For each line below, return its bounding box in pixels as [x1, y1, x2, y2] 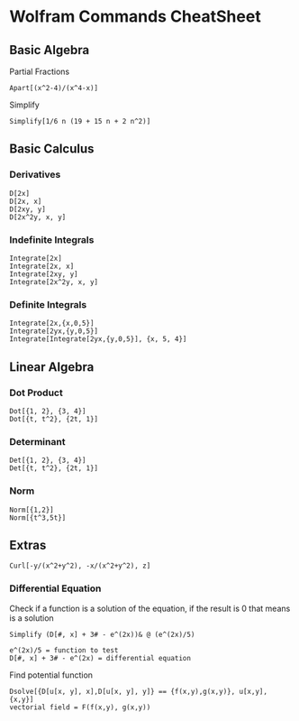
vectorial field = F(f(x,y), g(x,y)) [9, 702, 151, 712]
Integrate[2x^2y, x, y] [9, 277, 99, 286]
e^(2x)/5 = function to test [9, 645, 119, 655]
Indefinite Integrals [9, 233, 95, 245]
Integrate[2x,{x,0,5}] [9, 319, 95, 328]
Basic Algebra [9, 42, 90, 58]
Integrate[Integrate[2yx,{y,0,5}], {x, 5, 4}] [9, 335, 187, 344]
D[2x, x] [9, 197, 42, 206]
